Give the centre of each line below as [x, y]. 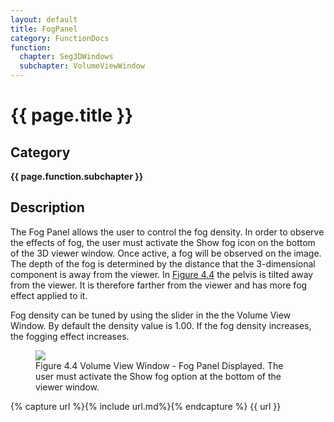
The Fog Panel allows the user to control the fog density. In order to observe [167, 232]
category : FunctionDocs [60, 38]
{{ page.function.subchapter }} [77, 176]
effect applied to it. [49, 295]
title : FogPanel [44, 29]
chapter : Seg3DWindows [66, 57]
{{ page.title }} [72, 115]
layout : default [44, 19]
